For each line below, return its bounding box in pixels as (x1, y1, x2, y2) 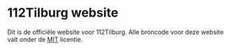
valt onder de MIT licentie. (7, 35, 83, 43)
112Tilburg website (7, 5, 119, 21)
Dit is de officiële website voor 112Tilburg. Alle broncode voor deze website (7, 28, 224, 36)
